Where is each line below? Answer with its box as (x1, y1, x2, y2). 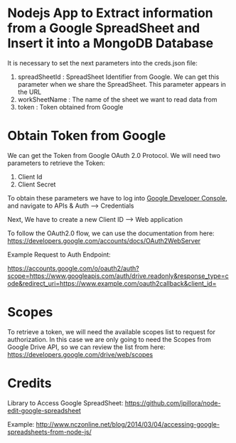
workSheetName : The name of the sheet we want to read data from (17, 95, 218, 104)
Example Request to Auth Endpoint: (7, 250, 112, 259)
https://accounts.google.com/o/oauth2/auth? (7, 264, 140, 272)
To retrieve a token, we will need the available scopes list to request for (7, 327, 215, 336)
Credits (7, 375, 52, 391)
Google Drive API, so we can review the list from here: (7, 343, 166, 351)
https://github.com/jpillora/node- (124, 398, 221, 407)
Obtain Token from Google (7, 128, 166, 144)
